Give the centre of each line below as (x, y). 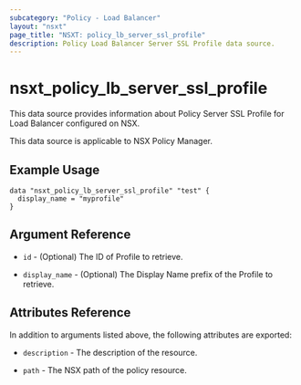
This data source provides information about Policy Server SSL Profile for (147, 114)
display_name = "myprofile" (71, 199)
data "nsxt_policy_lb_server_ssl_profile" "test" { (109, 191)
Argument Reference (70, 235)
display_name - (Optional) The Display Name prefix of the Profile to (148, 274)
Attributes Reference (70, 312)
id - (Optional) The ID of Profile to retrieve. (103, 256)
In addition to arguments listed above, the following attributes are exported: (150, 335)
